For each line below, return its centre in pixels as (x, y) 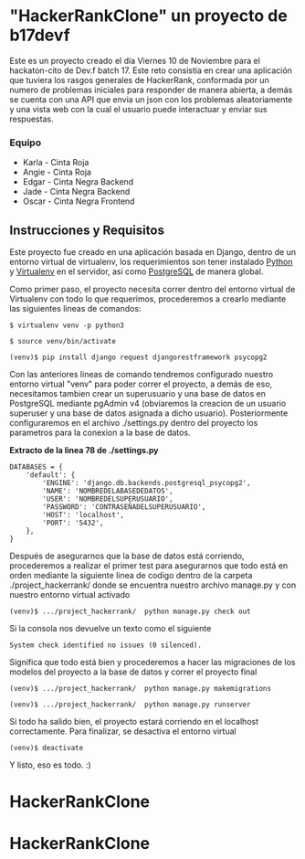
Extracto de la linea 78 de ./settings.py (84, 451)
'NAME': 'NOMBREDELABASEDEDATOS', (108, 491)
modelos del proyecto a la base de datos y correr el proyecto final (133, 672)
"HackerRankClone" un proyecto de (148, 16)
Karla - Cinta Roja (56, 163)
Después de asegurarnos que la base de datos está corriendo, (127, 556)
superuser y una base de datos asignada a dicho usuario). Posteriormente (149, 413)
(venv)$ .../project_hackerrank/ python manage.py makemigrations (141, 689)
